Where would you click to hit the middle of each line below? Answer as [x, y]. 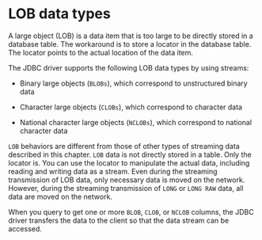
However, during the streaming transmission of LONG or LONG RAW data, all [126, 188]
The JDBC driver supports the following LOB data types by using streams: [129, 67]
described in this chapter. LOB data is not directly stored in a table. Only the [130, 154]
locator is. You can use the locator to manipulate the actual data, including [129, 162]
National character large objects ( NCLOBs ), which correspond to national [135, 122]
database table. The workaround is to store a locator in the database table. [130, 44]
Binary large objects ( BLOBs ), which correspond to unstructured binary [133, 83]
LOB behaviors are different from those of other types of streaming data [124, 146]
